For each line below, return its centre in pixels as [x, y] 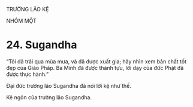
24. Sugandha [42, 45]
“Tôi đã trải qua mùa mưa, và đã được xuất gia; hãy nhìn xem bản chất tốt [96, 61]
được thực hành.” [28, 74]
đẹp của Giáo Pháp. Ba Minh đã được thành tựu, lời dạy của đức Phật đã [95, 68]
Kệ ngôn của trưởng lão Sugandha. [49, 97]
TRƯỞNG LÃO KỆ [28, 9]
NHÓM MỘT [22, 21]
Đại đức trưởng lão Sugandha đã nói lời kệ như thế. [69, 85]
